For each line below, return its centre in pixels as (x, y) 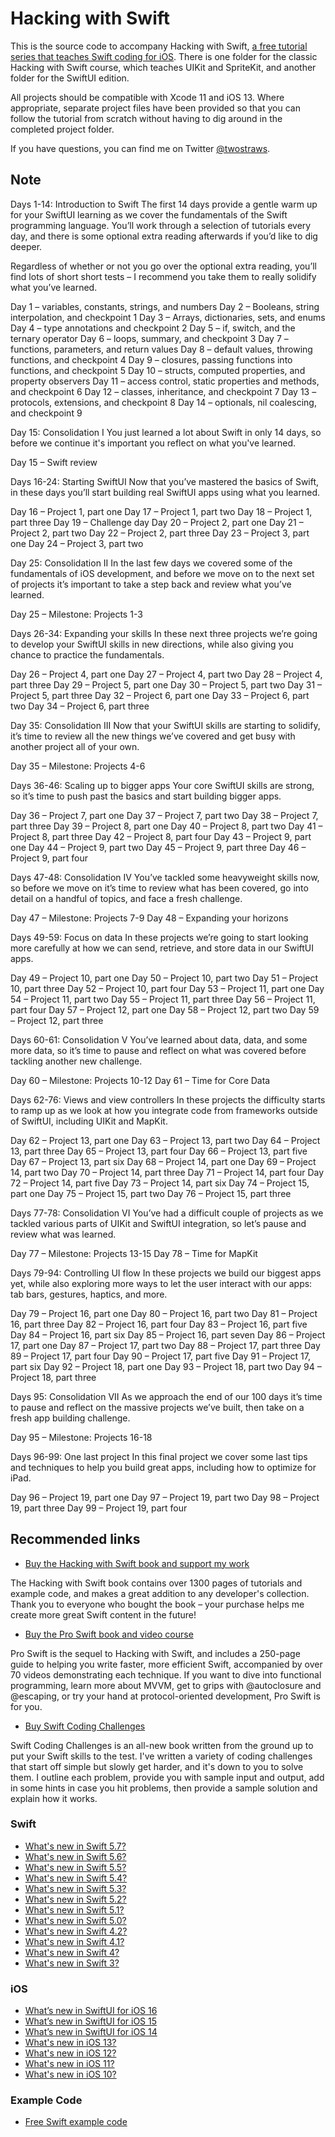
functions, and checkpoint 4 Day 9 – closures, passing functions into (151, 359)
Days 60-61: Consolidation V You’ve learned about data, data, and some (159, 1039)
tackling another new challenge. (76, 1061)
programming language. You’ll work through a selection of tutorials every (161, 225)
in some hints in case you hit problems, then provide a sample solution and (164, 1788)
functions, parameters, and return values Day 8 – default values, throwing (161, 349)
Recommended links (75, 1539)
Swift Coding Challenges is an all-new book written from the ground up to (162, 1745)
